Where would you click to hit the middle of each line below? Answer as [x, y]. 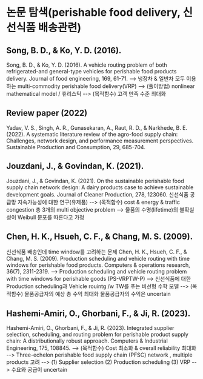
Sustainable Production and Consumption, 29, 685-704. [76, 147]
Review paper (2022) [47, 113]
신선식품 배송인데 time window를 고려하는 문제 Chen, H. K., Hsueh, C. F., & [97, 252]
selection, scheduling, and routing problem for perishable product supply [98, 335]
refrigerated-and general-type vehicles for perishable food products [92, 71]
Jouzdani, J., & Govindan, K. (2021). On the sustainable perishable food [95, 181]
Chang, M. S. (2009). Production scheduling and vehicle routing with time [98, 259]
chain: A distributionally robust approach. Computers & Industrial [87, 341]
